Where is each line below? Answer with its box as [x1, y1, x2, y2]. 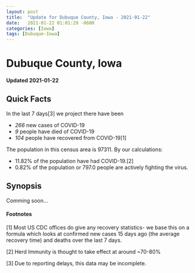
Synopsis [6, 181, 42, 191]
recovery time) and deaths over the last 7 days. [6, 237, 122, 244]
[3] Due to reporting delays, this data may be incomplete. [6, 259, 147, 266]
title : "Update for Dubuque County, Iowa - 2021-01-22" [6, 14, 151, 20]
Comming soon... [6, 197, 48, 204]
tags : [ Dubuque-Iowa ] [6, 31, 60, 37]
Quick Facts [6, 94, 52, 105]
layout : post [6, 8, 39, 15]
